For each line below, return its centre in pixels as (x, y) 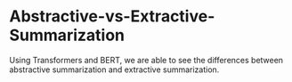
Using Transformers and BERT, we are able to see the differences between (146, 60)
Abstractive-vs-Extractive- (112, 16)
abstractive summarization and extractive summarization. (114, 70)
